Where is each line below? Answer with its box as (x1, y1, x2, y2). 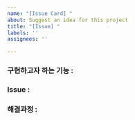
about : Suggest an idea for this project (7, 17, 129, 23)
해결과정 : (7, 104, 38, 114)
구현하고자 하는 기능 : (7, 66, 74, 76)
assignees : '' (7, 36, 48, 43)
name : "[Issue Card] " (7, 10, 73, 17)
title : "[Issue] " (7, 23, 60, 30)
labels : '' (7, 29, 39, 37)
